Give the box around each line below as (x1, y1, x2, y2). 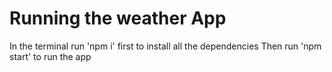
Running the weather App (9, 7, 227, 30)
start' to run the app (9, 50, 92, 62)
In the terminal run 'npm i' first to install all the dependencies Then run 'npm (9, 40, 322, 52)
